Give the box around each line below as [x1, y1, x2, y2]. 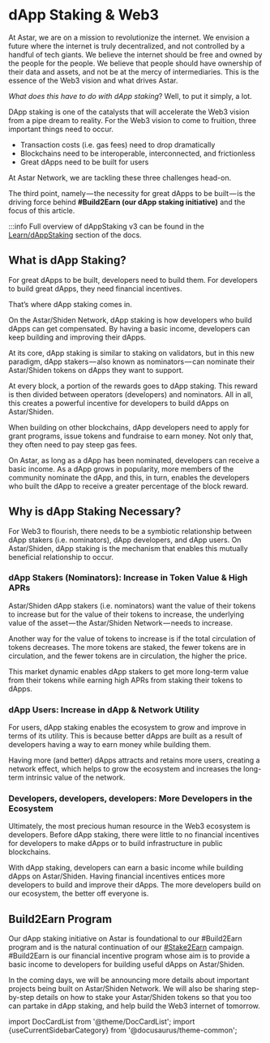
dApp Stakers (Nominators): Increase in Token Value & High [8, 572, 248, 583]
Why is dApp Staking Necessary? [8, 505, 182, 519]
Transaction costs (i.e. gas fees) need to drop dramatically [19, 139, 216, 149]
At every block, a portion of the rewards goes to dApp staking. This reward [8, 381, 258, 391]
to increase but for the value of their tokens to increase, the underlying [8, 609, 245, 619]
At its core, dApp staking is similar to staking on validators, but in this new [8, 348, 255, 357]
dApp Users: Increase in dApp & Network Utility [8, 703, 200, 715]
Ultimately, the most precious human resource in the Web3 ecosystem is [8, 821, 251, 831]
